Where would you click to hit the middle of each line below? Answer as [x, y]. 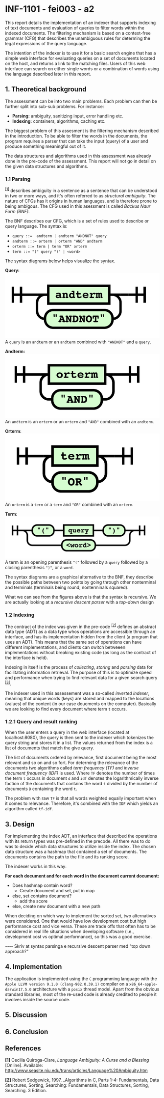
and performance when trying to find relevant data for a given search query [81, 678]
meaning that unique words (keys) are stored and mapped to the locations [80, 698]
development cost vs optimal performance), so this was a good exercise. [79, 936]
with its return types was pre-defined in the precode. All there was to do [78, 841]
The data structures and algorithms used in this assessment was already [78, 156]
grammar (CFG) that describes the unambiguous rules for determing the [78, 38]
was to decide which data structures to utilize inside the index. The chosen [81, 846]
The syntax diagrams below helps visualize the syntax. [60, 261]
